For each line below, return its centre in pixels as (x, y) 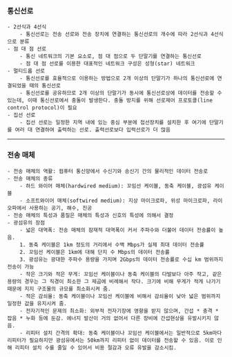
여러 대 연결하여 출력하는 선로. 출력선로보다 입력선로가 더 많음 (93, 130)
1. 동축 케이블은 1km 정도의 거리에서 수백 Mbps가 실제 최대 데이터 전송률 (112, 245)
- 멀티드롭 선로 (26, 71)
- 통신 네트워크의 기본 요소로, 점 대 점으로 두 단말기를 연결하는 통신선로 (110, 57)
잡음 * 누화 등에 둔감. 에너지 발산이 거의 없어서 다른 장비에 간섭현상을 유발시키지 (109, 318)
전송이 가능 (21, 267)
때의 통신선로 (45, 86)
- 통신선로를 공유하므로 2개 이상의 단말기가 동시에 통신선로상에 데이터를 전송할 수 (121, 93)
